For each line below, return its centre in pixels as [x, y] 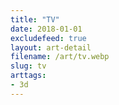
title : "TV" [35, 19]
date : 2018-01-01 [46, 29]
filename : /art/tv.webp [60, 57]
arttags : [28, 76]
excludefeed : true [48, 38]
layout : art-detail [51, 47]
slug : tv [28, 66]
